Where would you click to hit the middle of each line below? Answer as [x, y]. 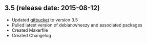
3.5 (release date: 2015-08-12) [52, 8]
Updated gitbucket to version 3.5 [45, 20]
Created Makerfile [30, 30]
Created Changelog [31, 35]
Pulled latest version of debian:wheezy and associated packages [77, 25]
